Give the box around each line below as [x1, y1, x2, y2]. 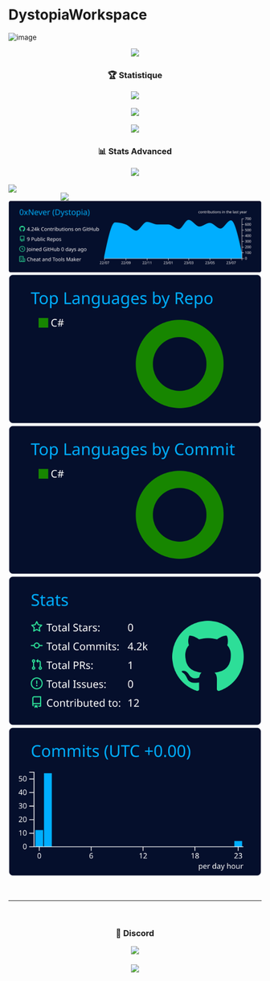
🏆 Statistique [107, 69, 163, 81]
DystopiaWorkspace [8, 6, 147, 24]
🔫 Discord [115, 928, 155, 939]
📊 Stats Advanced [97, 146, 173, 157]
